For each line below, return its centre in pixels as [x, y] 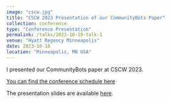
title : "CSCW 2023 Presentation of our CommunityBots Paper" [86, 18]
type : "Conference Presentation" [49, 29]
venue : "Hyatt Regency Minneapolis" [53, 40]
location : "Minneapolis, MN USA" [49, 52]
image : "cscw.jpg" [30, 12]
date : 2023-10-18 [28, 47]
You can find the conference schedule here [61, 81]
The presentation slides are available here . [60, 93]
